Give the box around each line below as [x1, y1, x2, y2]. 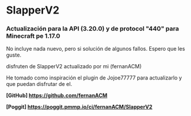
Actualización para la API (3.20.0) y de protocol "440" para [6, 25, 179, 33]
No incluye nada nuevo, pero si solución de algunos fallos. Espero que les [6, 45, 186, 52]
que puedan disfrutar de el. [6, 81, 73, 88]
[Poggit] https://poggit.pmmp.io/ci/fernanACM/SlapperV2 [6, 104, 153, 111]
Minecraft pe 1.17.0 [6, 32, 61, 40]
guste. [6, 51, 22, 59]
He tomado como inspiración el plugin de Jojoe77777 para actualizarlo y [6, 74, 182, 81]
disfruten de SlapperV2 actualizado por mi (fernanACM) [6, 63, 142, 70]
